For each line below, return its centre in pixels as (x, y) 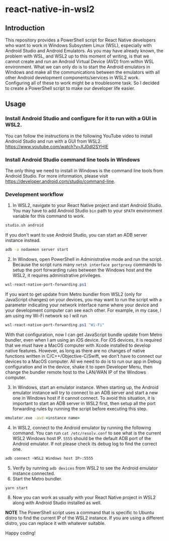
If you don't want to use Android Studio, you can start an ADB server (76, 235)
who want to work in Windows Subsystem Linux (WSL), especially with (78, 45)
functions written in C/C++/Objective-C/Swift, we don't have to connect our (84, 356)
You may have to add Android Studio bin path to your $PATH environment (87, 211)
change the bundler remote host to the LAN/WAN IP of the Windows (76, 372)
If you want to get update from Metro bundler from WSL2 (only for (74, 294)
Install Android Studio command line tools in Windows (73, 159)
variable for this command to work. (49, 216)
